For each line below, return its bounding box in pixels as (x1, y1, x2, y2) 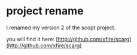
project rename (6, 4, 84, 18)
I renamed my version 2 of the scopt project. (6, 24, 116, 31)
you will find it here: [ (6, 35, 58, 42)
